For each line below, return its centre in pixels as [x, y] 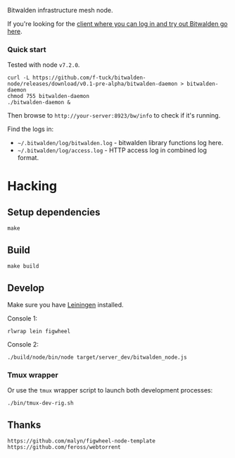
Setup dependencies [54, 212]
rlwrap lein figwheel [39, 331]
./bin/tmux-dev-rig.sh [40, 403]
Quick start [27, 49]
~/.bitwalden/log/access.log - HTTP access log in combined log [112, 150]
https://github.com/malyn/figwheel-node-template [82, 441]
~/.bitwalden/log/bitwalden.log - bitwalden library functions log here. [120, 143]
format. [28, 158]
